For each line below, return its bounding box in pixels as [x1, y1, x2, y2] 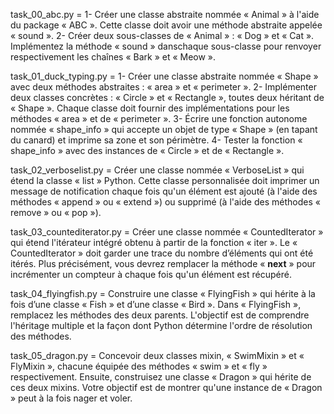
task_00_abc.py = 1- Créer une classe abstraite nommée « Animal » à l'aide [10, 9, 320, 20]
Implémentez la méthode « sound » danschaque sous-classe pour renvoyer [10, 40, 322, 52]
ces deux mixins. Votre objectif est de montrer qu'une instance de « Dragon [10, 382, 323, 393]
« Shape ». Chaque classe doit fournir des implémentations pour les [10, 102, 290, 114]
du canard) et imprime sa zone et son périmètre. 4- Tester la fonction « [10, 134, 303, 146]
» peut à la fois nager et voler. [10, 392, 133, 404]
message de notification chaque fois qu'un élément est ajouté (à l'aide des [10, 185, 318, 197]
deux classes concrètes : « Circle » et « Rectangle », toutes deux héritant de [10, 92, 325, 103]
